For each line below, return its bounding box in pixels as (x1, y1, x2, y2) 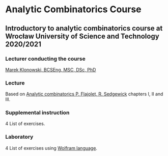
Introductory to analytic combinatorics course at (5, 24, 163, 33)
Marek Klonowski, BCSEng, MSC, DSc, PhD (5, 66, 96, 72)
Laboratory (5, 134, 34, 141)
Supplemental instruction (5, 109, 70, 116)
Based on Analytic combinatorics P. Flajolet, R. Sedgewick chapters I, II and (5, 91, 163, 97)
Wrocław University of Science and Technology (5, 32, 159, 40)
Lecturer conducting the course (5, 55, 86, 62)
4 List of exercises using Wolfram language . (5, 145, 98, 151)
